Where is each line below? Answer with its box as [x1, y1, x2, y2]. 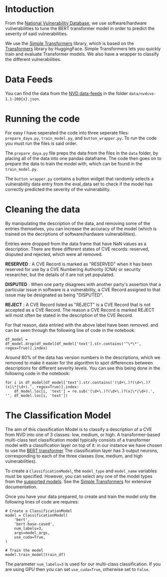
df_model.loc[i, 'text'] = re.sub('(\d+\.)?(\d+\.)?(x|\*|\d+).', [14, 388, 155, 393]
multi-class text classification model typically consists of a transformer [5, 436, 151, 443]
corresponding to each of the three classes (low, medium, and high [5, 452, 143, 458]
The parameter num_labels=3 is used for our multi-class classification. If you [5, 561, 161, 567]
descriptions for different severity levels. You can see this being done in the [5, 365, 161, 371]
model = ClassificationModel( [5, 512, 68, 518]
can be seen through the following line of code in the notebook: [5, 327, 136, 333]
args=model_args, [14, 530, 50, 535]
